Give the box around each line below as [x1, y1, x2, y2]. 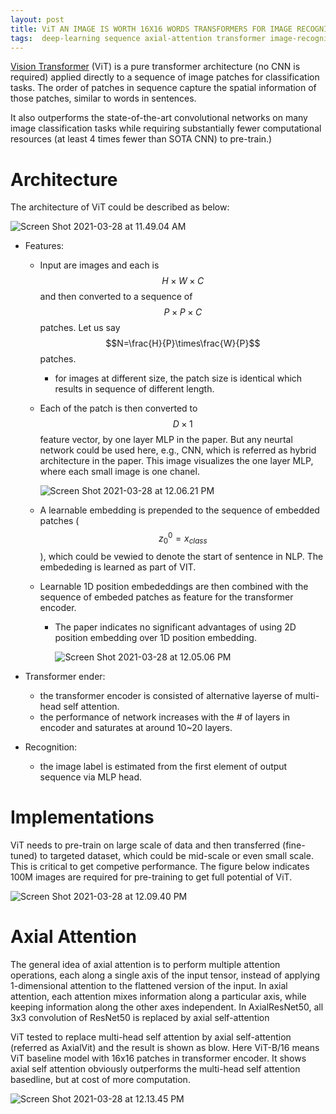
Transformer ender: [24, 670, 106, 682]
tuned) [10, 849, 38, 861]
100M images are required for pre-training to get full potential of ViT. [10, 871, 293, 883]
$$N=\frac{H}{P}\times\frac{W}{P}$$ [105, 337, 261, 350]
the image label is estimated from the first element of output [39, 760, 288, 772]
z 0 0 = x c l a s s [158, 531, 208, 546]
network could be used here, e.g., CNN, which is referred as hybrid [39, 444, 317, 456]
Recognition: [24, 741, 78, 753]
